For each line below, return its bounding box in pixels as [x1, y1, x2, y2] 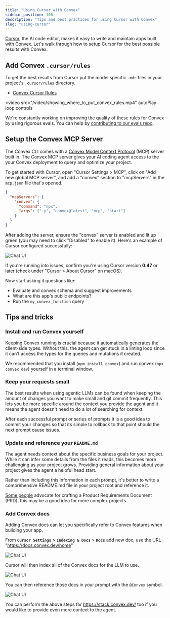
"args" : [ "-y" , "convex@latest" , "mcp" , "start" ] [18, 209, 125, 214]
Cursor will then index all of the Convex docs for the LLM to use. [5, 562, 139, 568]
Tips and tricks [5, 313, 54, 321]
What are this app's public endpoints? [12, 292, 92, 299]
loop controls [5, 105, 33, 111]
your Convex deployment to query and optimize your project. [5, 159, 133, 165]
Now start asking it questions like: [5, 277, 76, 283]
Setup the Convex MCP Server [5, 135, 103, 144]
